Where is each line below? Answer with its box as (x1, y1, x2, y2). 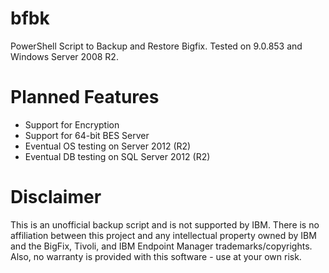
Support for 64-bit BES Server (24, 129, 150, 141)
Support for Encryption (24, 118, 120, 131)
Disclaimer (10, 186, 102, 209)
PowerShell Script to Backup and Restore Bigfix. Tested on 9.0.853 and (10, 40, 303, 52)
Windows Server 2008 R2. (10, 50, 119, 62)
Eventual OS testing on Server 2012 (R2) (24, 140, 192, 152)
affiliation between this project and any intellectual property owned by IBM (10, 229, 317, 241)
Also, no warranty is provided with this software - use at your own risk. (10, 250, 302, 262)
